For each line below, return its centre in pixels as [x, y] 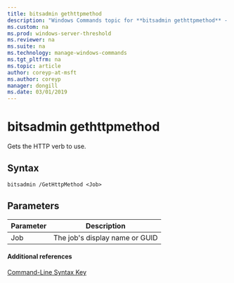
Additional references [40, 256]
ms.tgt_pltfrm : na [34, 60]
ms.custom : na [28, 27]
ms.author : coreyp [34, 79]
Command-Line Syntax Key [47, 272]
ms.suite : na [26, 46]
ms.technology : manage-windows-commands [67, 53]
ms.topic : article [34, 66]
